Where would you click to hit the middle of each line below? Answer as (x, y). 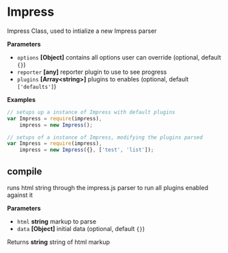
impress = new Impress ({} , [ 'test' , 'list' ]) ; (87, 150)
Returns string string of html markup (59, 242)
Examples (22, 99)
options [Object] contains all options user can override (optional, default (119, 57)
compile (25, 171)
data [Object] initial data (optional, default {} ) (81, 229)
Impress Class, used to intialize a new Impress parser (82, 31)
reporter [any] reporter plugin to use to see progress (92, 72)
